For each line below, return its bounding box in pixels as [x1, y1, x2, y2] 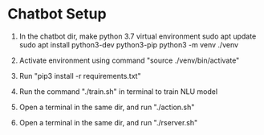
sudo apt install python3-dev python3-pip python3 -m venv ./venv [18, 39, 238, 49]
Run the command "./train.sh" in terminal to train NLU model [18, 86, 218, 96]
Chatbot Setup [7, 5, 107, 23]
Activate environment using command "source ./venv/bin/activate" [18, 55, 240, 65]
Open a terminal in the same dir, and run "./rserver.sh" [18, 117, 198, 127]
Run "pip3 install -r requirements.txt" [18, 71, 141, 80]
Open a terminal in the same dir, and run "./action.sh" [18, 102, 195, 112]
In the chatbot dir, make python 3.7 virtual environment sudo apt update [18, 31, 257, 41]
